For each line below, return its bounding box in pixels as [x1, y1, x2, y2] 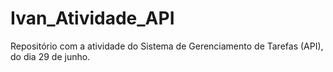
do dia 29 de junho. [10, 50, 91, 62]
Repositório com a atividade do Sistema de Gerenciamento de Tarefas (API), [10, 40, 324, 52]
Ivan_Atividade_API [10, 7, 175, 30]
